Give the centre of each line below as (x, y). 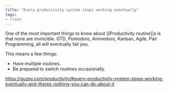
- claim (13, 19)
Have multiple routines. (37, 64)
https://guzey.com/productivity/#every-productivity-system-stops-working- (85, 79)
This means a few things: (31, 54)
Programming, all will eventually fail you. (47, 44)
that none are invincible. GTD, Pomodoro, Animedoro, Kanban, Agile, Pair (81, 39)
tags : (11, 15)
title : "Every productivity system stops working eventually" (72, 10)
